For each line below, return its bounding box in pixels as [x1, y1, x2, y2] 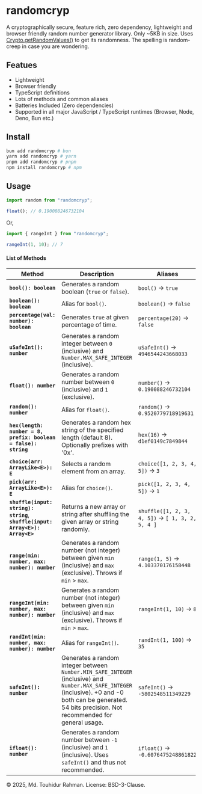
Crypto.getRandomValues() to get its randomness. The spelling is [6, 36, 168, 43]
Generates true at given [61, 313, 129, 321]
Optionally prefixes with [61, 440, 128, 449]
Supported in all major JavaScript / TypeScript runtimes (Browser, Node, [14, 108, 194, 115]
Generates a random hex [61, 418, 131, 426]
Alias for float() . [61, 405, 110, 414]
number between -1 [61, 735, 118, 743]
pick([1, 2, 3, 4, [138, 481, 191, 487]
